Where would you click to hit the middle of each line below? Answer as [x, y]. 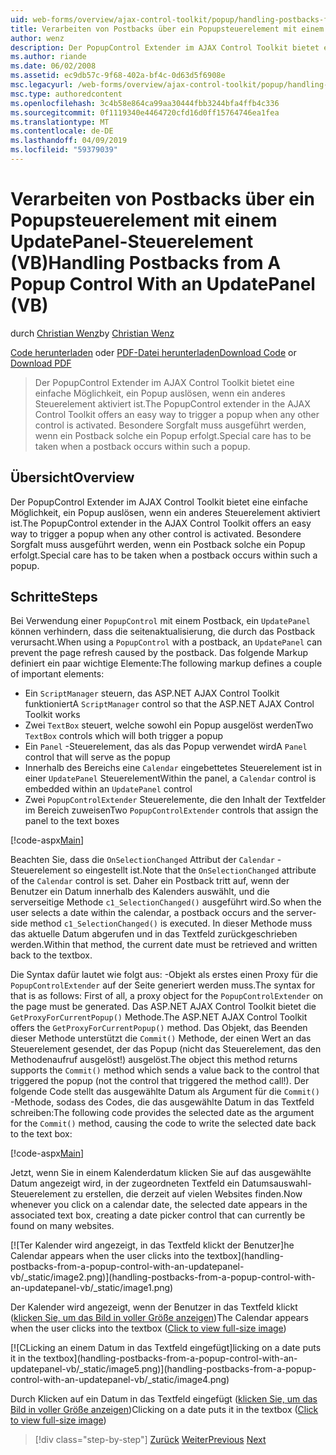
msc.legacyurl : [42, 85]
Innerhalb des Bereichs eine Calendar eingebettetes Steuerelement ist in [173, 768]
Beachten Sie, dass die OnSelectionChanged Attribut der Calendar [142, 860]
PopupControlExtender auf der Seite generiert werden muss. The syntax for [163, 985]
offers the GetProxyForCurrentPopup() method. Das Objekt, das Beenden [159, 1028]
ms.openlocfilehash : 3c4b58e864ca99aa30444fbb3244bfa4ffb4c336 [145, 103]
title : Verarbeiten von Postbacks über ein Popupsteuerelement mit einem [167, 29]
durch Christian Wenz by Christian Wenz [92, 333]
